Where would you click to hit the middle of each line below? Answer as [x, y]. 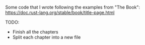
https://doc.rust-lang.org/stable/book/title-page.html [60, 12]
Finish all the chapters [35, 32]
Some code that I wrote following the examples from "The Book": [72, 7]
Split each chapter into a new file [47, 37]
